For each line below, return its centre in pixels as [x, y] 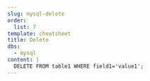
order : [17, 20]
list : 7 [25, 27]
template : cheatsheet [39, 33]
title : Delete [28, 40]
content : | [23, 60]
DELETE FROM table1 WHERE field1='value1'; [79, 66]
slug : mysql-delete [36, 14]
